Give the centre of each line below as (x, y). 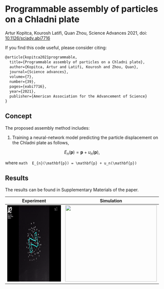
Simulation (111, 200)
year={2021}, (23, 91)
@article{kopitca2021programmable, (41, 57)
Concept (19, 116)
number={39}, (23, 82)
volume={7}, (22, 77)
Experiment (34, 200)
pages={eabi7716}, (28, 87)
